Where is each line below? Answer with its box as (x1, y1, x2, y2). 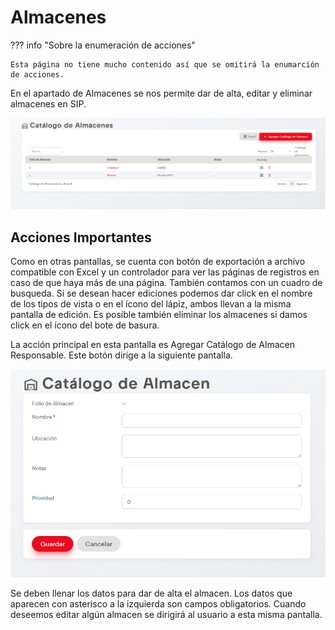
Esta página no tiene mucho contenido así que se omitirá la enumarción (10, 59, 320, 70)
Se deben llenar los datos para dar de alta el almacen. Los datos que (10, 587, 293, 599)
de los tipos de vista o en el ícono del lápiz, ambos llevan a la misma (10, 297, 292, 310)
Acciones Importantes (10, 229, 152, 246)
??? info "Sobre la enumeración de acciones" (10, 39, 196, 51)
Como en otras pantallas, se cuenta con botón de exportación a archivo (10, 255, 306, 267)
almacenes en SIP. (10, 97, 87, 110)
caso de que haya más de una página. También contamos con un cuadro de (10, 276, 323, 288)
